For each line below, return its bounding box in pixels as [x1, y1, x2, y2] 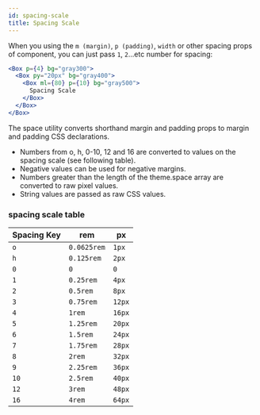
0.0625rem [68, 243, 105, 252]
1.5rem [68, 330, 94, 339]
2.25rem [68, 363, 97, 371]
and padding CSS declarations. [8, 132, 109, 141]
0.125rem [68, 253, 101, 263]
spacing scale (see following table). [19, 156, 136, 165]
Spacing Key [12, 229, 61, 240]
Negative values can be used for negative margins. [19, 163, 186, 173]
